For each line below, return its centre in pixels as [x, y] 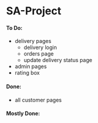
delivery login [40, 47]
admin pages [31, 66]
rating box [27, 73]
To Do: [14, 27]
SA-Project [34, 11]
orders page [39, 54]
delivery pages [33, 41]
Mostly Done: [23, 113]
